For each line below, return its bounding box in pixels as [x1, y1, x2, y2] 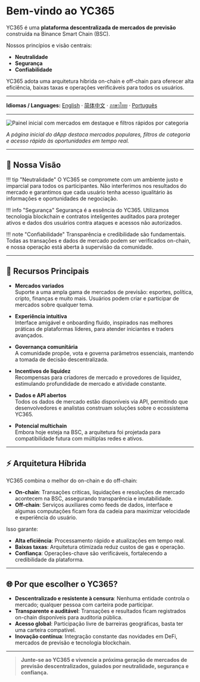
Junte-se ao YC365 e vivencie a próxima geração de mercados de [20, 656, 187, 664]
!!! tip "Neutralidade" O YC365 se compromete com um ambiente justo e [6, 176, 183, 183]
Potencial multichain [14, 422, 67, 429]
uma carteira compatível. [14, 627, 76, 634]
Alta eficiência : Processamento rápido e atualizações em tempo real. [14, 537, 186, 544]
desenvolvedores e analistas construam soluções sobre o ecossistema [14, 404, 189, 411]
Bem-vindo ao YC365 [6, 4, 115, 18]
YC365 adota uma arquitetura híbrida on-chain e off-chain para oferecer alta [6, 77, 194, 85]
